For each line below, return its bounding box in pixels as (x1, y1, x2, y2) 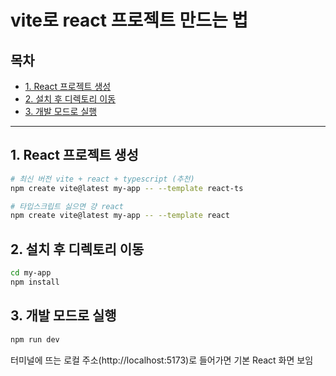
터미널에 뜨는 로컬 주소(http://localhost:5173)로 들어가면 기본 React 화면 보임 (10, 354, 314, 366)
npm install (10, 277, 60, 287)
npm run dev (10, 334, 60, 345)
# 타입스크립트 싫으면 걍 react (10, 201, 124, 211)
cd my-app (10, 268, 52, 278)
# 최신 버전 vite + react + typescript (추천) (10, 174, 195, 184)
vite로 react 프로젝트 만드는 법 (10, 9, 249, 32)
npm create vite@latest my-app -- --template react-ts (10, 183, 244, 193)
